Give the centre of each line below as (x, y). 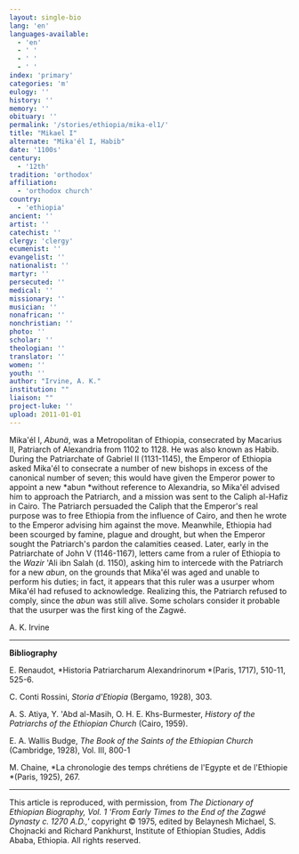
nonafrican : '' (37, 315)
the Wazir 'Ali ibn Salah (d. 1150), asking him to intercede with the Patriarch (146, 562)
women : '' (28, 365)
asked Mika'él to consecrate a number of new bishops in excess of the (139, 468)
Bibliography (33, 653)
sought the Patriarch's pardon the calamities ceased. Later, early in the (139, 544)
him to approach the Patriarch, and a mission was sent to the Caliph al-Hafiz (149, 496)
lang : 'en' (29, 26)
